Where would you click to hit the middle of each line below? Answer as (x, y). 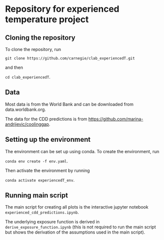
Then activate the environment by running (47, 170)
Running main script (37, 196)
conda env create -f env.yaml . (37, 161)
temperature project (47, 19)
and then (14, 67)
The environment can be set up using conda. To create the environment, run (82, 151)
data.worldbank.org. (26, 109)
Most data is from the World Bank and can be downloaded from (69, 104)
